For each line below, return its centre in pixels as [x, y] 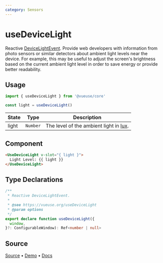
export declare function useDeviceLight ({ [50, 219]
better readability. [23, 69]
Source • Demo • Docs [29, 256]
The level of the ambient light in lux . [87, 126]
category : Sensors [24, 10]
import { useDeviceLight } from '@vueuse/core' [56, 96]
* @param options [25, 209]
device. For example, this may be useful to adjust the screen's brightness [80, 59]
